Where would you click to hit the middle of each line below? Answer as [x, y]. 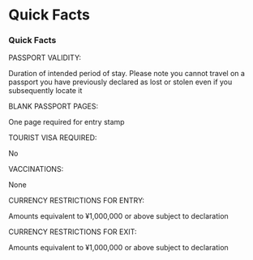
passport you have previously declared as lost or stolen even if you [120, 82]
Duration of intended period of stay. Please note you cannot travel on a [127, 74]
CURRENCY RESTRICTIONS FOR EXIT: [73, 232]
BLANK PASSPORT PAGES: [54, 106]
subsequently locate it [45, 91]
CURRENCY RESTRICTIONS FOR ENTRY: [76, 201]
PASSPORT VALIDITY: [45, 58]
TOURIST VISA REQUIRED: [53, 138]
